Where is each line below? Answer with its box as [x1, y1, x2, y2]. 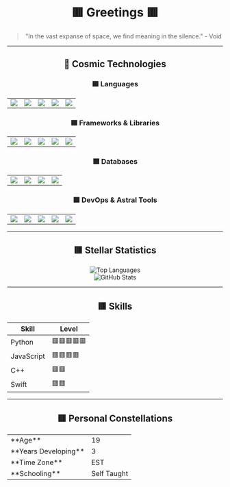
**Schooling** [10, 469, 61, 478]
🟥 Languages [91, 79, 139, 89]
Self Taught [91, 469, 129, 478]
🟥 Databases [92, 156, 138, 166]
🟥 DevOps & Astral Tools [73, 195, 157, 205]
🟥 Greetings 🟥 [71, 5, 159, 21]
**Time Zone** [10, 458, 63, 467]
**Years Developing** [10, 446, 85, 455]
